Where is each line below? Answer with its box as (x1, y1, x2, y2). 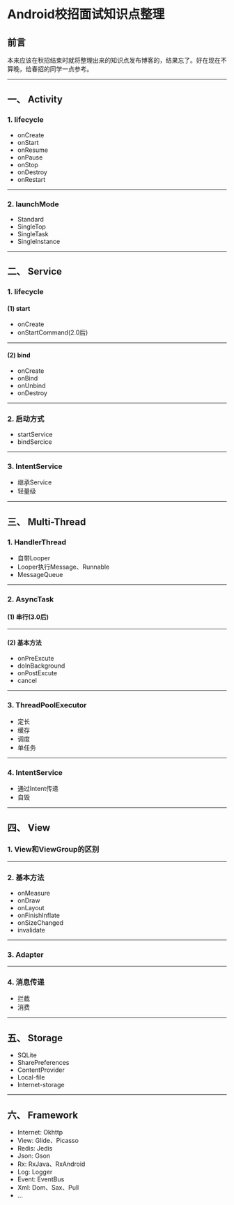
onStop (17, 160, 38, 169)
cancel (17, 677, 37, 685)
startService (17, 430, 53, 438)
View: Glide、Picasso (17, 1137, 79, 1145)
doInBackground (17, 661, 65, 670)
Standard (17, 215, 44, 223)
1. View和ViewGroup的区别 (7, 845, 100, 854)
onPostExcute (17, 669, 58, 677)
